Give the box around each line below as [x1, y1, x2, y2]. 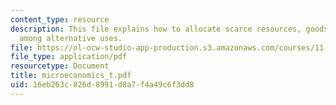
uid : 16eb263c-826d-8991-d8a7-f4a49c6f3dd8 [10, 80, 195, 90]
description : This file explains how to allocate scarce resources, [10, 24, 302, 34]
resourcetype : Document [10, 61, 110, 71]
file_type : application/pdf [10, 52, 128, 62]
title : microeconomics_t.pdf [10, 71, 132, 81]
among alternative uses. [19, 33, 123, 43]
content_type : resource [10, 14, 110, 25]
